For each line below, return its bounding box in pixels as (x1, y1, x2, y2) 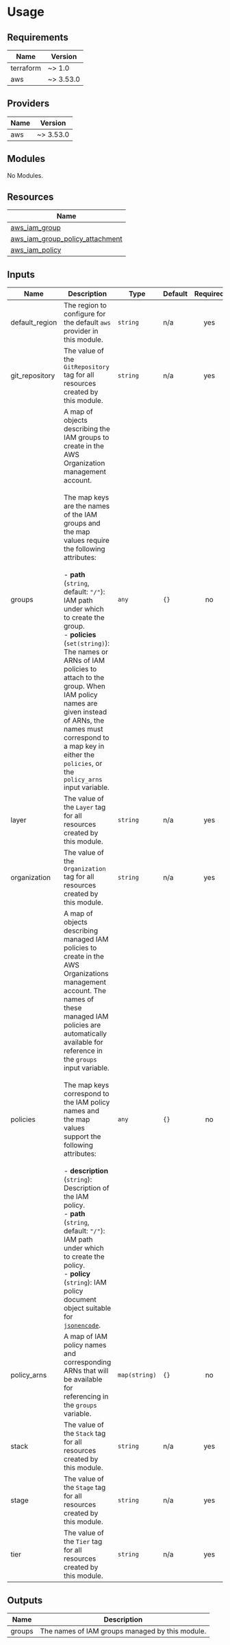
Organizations (64, 969, 109, 979)
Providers (7, 97, 50, 110)
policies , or (64, 759, 103, 769)
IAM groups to (64, 433, 110, 443)
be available (64, 1375, 103, 1384)
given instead (64, 708, 107, 717)
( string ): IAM (64, 1278, 107, 1287)
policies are (64, 1020, 101, 1030)
